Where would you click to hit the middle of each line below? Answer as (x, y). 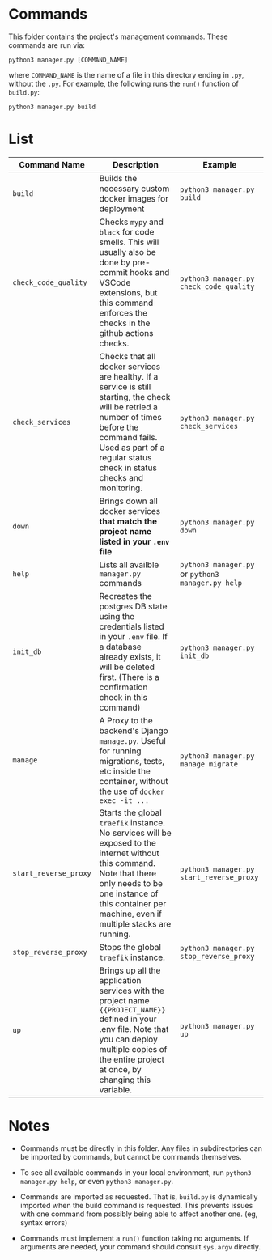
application (120, 980)
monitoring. (121, 488)
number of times (130, 417)
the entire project (132, 1059)
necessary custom (134, 189)
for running (120, 751)
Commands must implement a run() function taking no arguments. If (134, 1238)
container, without (134, 781)
